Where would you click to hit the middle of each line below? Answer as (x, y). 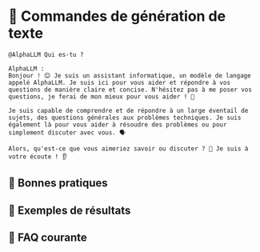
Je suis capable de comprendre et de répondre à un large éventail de (128, 110)
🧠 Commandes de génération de (117, 16)
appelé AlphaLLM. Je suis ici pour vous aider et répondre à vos (119, 82)
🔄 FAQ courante (48, 238)
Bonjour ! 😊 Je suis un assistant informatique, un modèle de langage (130, 75)
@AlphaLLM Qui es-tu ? (46, 54)
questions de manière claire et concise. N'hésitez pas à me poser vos (130, 90)
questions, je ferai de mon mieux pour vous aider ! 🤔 (102, 96)
